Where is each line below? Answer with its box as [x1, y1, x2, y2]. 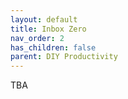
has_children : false [10, 42, 97, 53]
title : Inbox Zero [10, 24, 87, 34]
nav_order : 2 [10, 33, 65, 43]
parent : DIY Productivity [10, 52, 118, 62]
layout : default [10, 14, 78, 25]
